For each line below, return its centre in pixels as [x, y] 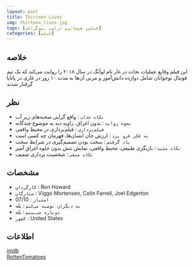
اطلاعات [20, 236]
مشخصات [23, 173]
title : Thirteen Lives [34, 17]
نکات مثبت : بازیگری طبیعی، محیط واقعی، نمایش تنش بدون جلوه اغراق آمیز [98, 148]
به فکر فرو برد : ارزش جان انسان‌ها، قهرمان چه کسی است [82, 135]
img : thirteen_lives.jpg [37, 22]
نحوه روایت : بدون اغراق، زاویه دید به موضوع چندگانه [73, 123]
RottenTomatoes [26, 257]
